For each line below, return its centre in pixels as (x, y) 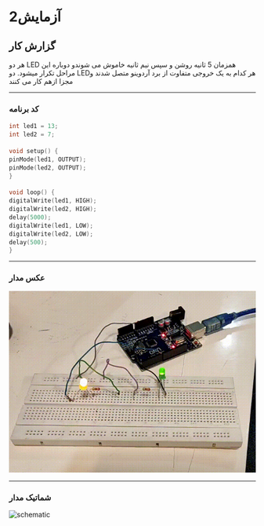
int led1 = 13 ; (34, 126)
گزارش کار (32, 46)
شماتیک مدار (30, 497)
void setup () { (34, 151)
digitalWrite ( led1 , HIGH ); (53, 201)
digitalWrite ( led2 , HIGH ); (53, 209)
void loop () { (32, 192)
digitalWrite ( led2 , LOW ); (51, 234)
